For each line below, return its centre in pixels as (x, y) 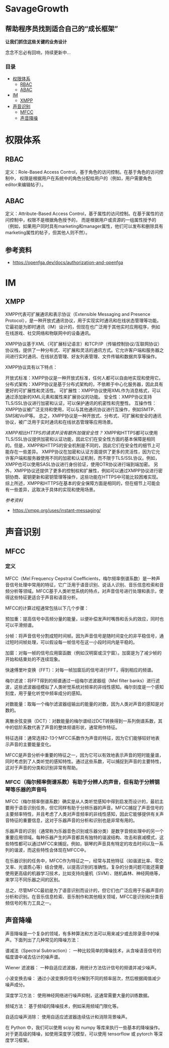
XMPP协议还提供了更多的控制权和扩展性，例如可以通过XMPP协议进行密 (88, 470)
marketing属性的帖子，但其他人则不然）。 (48, 233)
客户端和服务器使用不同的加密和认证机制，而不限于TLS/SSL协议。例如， (84, 458)
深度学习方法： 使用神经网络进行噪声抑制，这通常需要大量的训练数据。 (78, 995)
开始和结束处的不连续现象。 (34, 659)
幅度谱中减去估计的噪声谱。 (34, 957)
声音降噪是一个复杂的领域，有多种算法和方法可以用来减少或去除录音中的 (80, 933)
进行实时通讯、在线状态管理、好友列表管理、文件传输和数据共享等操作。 (84, 356)
